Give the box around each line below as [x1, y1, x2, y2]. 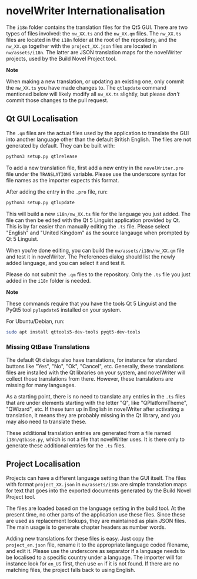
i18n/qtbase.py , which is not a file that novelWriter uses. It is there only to [6, 436, 185, 443]
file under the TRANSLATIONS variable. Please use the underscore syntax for [6, 170, 186, 178]
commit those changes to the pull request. [6, 96, 109, 104]
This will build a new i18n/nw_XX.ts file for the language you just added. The [6, 210, 191, 217]
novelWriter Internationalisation [6, 4, 166, 18]
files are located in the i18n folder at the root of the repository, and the [6, 36, 177, 43]
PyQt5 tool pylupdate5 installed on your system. [6, 306, 122, 313]
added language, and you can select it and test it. [6, 259, 126, 266]
